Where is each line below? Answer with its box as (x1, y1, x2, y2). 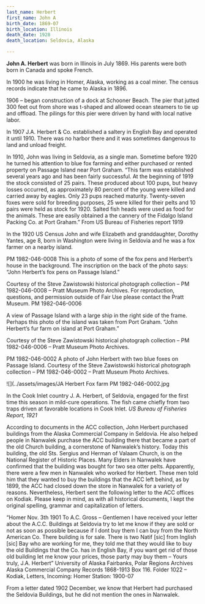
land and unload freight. (6, 141, 67, 148)
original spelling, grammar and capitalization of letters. (6, 502, 144, 509)
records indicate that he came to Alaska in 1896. (6, 85, 128, 92)
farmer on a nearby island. (6, 243, 73, 251)
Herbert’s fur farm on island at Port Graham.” (6, 325, 119, 332)
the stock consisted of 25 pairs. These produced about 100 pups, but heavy (6, 179, 198, 186)
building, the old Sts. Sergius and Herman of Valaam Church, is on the (6, 450, 182, 457)
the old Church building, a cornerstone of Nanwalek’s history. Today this (6, 443, 188, 450)
